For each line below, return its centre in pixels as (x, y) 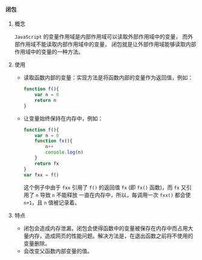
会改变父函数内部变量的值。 (58, 251)
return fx (47, 164)
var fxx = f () (41, 175)
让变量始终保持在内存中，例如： (63, 118)
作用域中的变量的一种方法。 (49, 52)
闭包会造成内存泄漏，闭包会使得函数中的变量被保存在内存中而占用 (106, 228)
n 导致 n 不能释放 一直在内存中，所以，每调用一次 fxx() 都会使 (113, 195)
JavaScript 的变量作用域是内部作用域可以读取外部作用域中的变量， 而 (101, 37)
